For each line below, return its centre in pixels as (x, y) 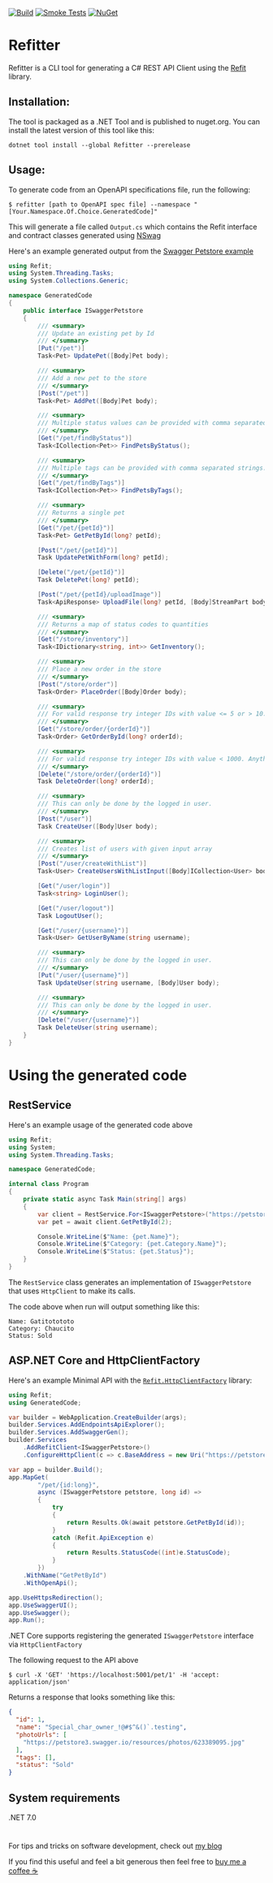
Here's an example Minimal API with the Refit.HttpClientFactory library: (130, 1380)
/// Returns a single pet (82, 513)
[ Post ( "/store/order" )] (78, 684)
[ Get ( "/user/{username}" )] (83, 930)
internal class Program (49, 1184)
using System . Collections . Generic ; (69, 281)
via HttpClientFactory (45, 1644)
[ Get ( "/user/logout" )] (76, 908)
